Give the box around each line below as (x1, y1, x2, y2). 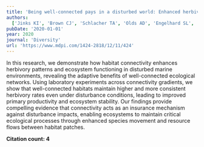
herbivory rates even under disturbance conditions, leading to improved (6, 91, 186, 99)
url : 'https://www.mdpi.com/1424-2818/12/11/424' (6, 43, 135, 49)
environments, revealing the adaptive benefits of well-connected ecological (6, 72, 195, 79)
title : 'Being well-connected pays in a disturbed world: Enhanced (6, 8, 181, 15)
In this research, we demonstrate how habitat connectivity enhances (6, 59, 178, 67)
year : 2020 (6, 31, 34, 38)
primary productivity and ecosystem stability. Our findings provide (6, 97, 172, 105)
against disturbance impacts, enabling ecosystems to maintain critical (6, 110, 181, 118)
